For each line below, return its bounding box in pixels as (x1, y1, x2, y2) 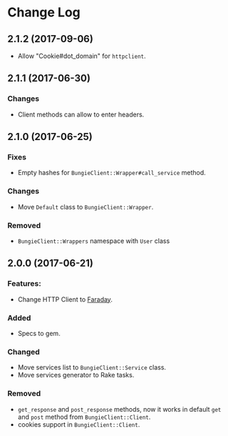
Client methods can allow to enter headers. (17, 110, 145, 119)
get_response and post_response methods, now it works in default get (17, 405, 222, 413)
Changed (7, 347, 41, 357)
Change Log (7, 4, 81, 21)
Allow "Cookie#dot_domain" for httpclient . (17, 51, 146, 60)
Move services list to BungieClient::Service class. (17, 363, 166, 372)
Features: (7, 279, 41, 289)
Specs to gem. (17, 329, 61, 337)
